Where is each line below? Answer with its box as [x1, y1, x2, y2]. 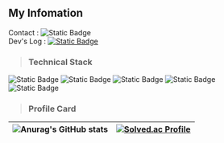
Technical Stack [27, 56, 93, 67]
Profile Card [27, 104, 77, 115]
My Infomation [8, 6, 83, 20]
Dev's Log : [8, 36, 47, 46]
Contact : [8, 27, 39, 37]
